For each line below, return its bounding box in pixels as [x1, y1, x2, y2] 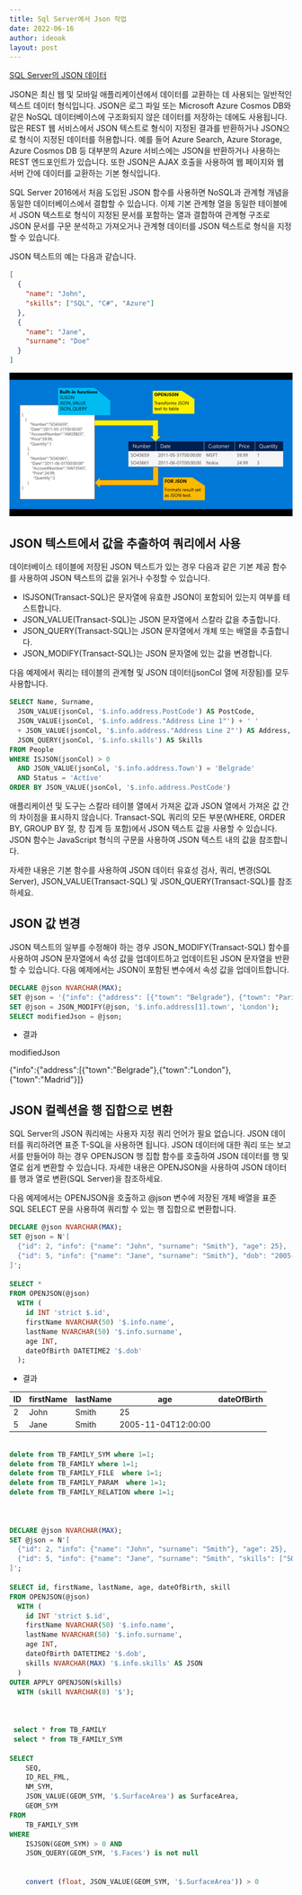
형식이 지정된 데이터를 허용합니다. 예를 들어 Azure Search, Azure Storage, [18, 134, 282, 145]
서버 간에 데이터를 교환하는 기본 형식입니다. [9, 168, 161, 179]
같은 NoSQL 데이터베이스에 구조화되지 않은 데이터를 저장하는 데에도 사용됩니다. [9, 112, 288, 122]
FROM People [9, 745, 54, 754]
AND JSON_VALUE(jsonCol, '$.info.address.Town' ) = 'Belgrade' [17, 764, 255, 774]
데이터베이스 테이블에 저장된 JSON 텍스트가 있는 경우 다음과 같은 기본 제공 [9, 561, 271, 572]
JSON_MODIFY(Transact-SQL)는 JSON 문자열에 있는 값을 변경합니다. [22, 648, 272, 659]
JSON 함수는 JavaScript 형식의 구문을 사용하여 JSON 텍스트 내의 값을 [9, 834, 257, 846]
